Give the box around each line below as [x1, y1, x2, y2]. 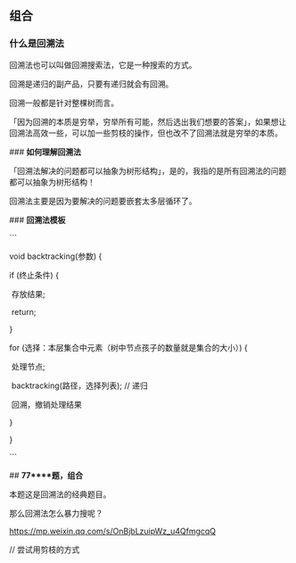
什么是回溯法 [9, 37, 65, 50]
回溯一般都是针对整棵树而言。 [9, 97, 119, 108]
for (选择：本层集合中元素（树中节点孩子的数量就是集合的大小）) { [9, 342, 248, 352]
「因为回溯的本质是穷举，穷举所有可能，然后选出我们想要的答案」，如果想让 [9, 116, 287, 127]
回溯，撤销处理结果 [11, 399, 82, 410]
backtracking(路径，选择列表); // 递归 [11, 380, 149, 391]
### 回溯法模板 [9, 214, 66, 225]
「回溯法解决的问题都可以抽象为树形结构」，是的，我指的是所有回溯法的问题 [9, 165, 287, 176]
